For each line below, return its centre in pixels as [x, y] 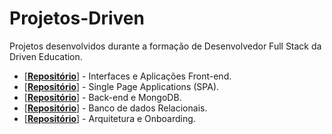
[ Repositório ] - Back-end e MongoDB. [102, 97]
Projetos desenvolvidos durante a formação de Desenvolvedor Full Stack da [165, 46]
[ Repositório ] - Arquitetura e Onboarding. [109, 118]
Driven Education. [46, 56]
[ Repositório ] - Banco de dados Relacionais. [115, 108]
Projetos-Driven [77, 18]
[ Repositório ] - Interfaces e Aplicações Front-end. [127, 76]
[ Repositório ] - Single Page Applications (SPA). [121, 86]
